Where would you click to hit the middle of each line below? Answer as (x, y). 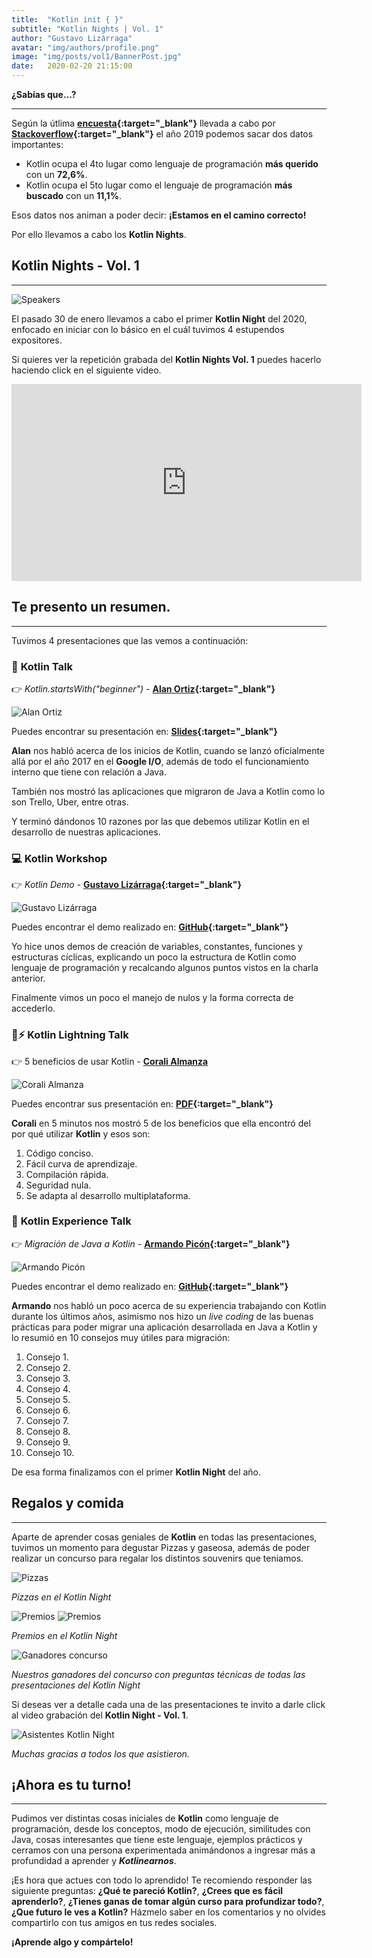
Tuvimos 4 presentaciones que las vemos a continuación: (130, 640)
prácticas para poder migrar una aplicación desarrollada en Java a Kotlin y (164, 1327)
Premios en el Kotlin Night (64, 1635)
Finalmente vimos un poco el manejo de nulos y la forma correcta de (152, 998)
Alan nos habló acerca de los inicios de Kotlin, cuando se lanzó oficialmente (168, 750)
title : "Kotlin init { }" (67, 19)
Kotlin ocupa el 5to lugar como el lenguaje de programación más (159, 185)
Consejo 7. (47, 1420)
